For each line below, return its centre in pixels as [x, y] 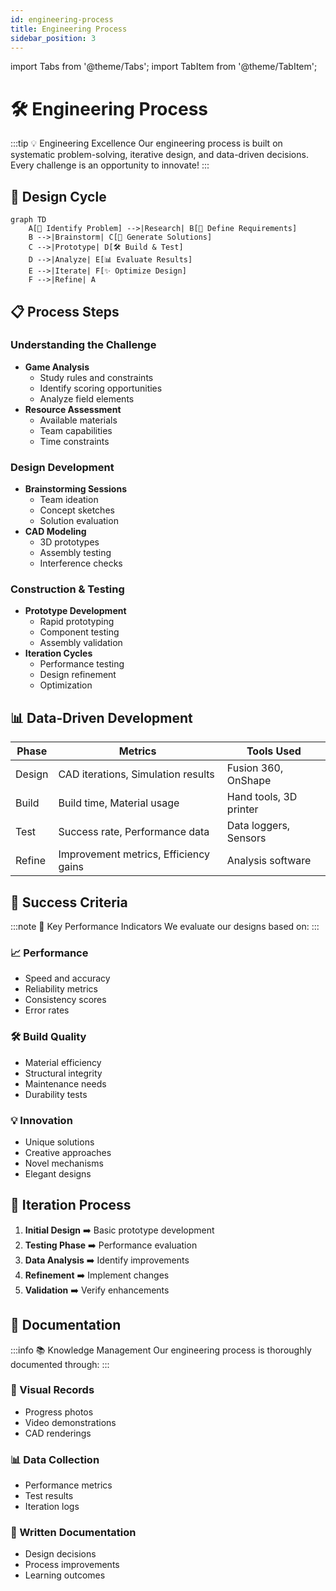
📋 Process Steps [65, 311]
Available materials [78, 420]
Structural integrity [63, 1073]
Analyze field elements [87, 398]
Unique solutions [59, 1142]
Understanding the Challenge [83, 345]
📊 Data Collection [55, 1459]
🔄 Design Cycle [58, 196]
